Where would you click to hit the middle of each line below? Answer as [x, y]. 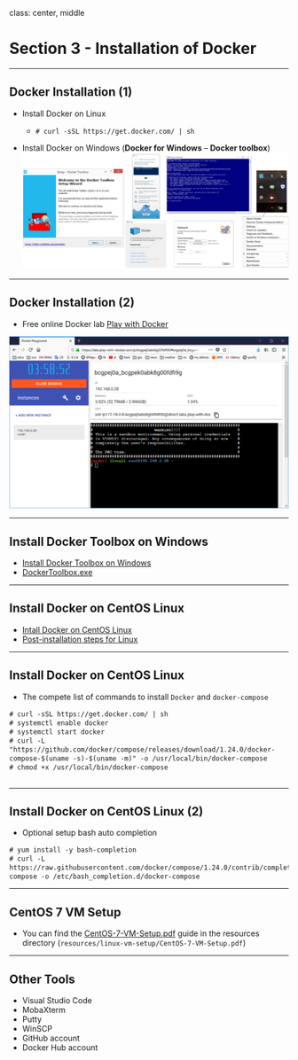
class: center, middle [47, 13]
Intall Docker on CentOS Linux [77, 629]
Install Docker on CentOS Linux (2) [106, 811]
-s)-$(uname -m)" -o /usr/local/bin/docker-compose [170, 758]
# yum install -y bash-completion [73, 850]
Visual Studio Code [57, 1001]
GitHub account [51, 1038]
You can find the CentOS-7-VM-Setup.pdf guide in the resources [141, 933]
